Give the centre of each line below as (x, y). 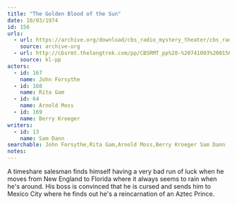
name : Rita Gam (42, 92)
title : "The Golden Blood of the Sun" (64, 14)
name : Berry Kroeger (50, 118)
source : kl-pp (41, 60)
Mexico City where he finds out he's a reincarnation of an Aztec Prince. (111, 194)
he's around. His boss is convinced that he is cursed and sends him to (109, 186)
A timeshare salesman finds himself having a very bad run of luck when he (116, 171)
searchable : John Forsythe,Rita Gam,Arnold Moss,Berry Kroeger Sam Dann (116, 145)
